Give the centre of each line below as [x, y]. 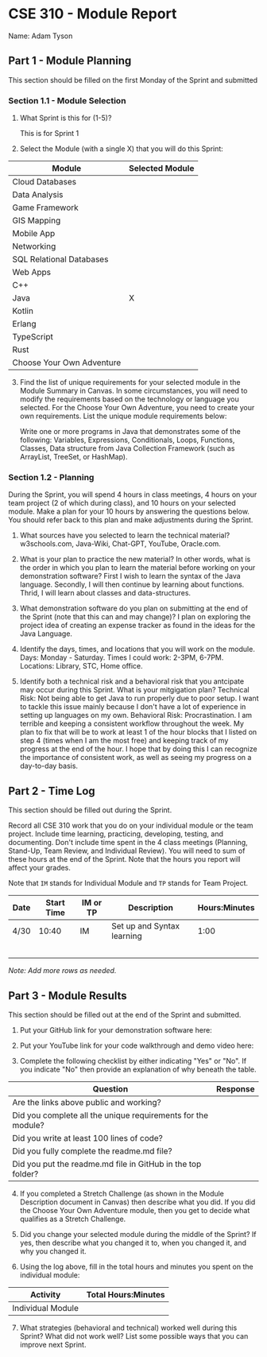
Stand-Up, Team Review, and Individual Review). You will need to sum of [127, 851]
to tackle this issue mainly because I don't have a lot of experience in [133, 707]
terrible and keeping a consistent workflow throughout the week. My [132, 723]
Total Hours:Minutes [126, 1294]
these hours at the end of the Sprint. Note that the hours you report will [124, 859]
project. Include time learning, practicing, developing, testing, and [116, 834]
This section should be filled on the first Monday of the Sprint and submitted [133, 79]
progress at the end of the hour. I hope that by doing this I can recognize [138, 749]
